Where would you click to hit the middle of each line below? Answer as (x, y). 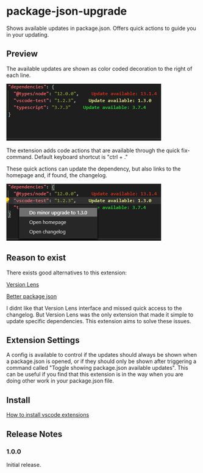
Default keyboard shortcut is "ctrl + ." (81, 156)
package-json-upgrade (66, 11)
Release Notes (34, 434)
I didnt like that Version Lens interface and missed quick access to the (94, 308)
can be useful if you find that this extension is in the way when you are (95, 375)
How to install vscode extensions (48, 415)
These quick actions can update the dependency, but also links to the (94, 169)
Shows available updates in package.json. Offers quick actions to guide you (101, 28)
